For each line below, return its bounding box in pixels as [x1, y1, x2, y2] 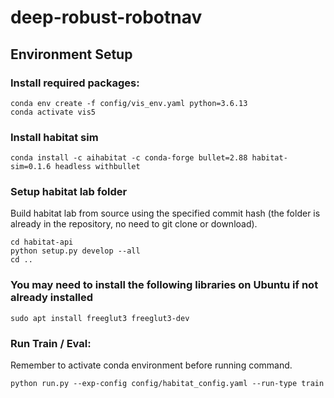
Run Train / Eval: [10, 336, 92, 350]
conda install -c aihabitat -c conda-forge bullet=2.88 [10, 153, 248, 163]
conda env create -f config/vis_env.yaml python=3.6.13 [10, 98, 248, 108]
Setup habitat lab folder [10, 185, 128, 199]
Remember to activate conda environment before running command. [10, 359, 293, 371]
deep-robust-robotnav [10, 6, 203, 29]
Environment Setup [10, 46, 133, 63]
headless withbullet [54, 162, 141, 172]
